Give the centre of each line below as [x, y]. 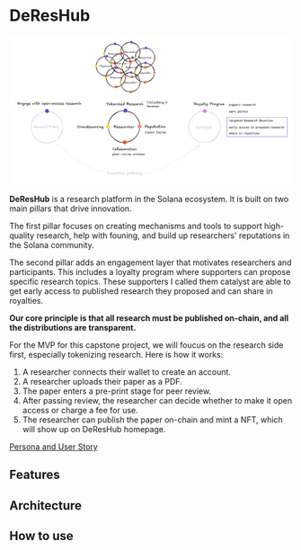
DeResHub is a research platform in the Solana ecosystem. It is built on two [149, 199]
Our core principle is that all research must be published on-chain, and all [149, 318]
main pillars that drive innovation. [71, 208]
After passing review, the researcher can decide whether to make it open [157, 400]
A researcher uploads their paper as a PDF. [102, 381]
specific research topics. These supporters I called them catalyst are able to [150, 281]
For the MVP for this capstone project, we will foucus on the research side [146, 345]
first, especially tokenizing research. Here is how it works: [116, 354]
